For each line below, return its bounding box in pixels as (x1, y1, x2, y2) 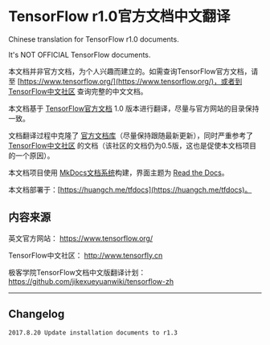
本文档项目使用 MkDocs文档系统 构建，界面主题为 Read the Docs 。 (8, 168, 229, 177)
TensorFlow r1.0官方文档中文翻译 (8, 7, 231, 26)
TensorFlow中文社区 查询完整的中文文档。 (8, 86, 148, 96)
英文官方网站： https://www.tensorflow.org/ (8, 233, 153, 243)
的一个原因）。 (8, 150, 55, 160)
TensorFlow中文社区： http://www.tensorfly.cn (8, 250, 163, 260)
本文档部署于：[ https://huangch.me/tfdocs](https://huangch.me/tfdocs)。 (8, 185, 252, 194)
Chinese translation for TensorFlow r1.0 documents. (8, 34, 179, 44)
